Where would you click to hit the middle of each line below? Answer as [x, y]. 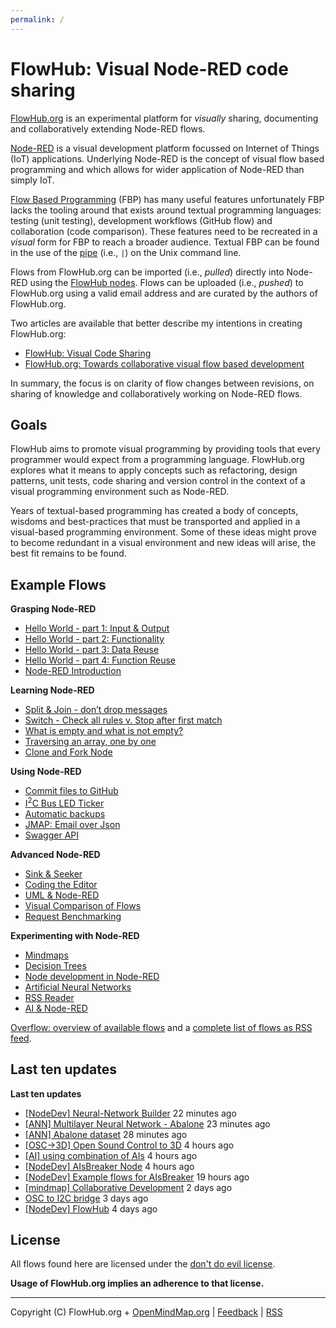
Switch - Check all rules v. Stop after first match [123, 720]
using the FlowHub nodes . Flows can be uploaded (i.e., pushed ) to [166, 282]
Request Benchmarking [73, 916]
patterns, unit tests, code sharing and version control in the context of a [158, 481]
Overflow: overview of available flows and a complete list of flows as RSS [161, 1027]
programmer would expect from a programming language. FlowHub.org [157, 460]
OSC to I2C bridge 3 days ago [86, 1198]
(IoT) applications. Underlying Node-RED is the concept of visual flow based [167, 158]
